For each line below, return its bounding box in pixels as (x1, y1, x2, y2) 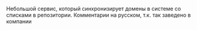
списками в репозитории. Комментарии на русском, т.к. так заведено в (6, 11, 191, 19)
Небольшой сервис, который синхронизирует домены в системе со (6, 5, 181, 12)
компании (6, 18, 32, 25)
